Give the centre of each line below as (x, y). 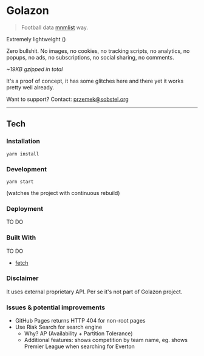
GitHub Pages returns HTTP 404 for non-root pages (80, 321)
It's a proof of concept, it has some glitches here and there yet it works (95, 81)
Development (27, 169)
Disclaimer (22, 278)
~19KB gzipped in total (35, 69)
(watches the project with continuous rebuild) (63, 193)
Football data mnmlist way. (54, 27)
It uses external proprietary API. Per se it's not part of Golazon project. (94, 292)
